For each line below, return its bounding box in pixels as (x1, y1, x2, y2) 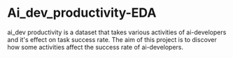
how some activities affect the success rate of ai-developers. (7, 43, 184, 51)
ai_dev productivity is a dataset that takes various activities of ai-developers (7, 28, 227, 36)
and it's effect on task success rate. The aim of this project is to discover (7, 35, 217, 43)
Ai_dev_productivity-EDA (7, 5, 157, 21)
